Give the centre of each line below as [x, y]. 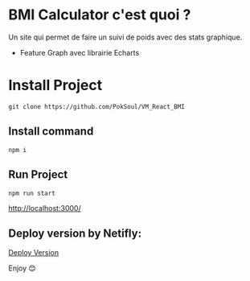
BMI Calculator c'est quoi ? [100, 15]
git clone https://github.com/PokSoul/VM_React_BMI [96, 106]
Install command [51, 132]
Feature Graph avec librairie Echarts [80, 52]
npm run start [32, 193]
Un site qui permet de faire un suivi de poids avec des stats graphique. [125, 37]
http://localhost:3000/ [45, 208]
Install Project [55, 85]
